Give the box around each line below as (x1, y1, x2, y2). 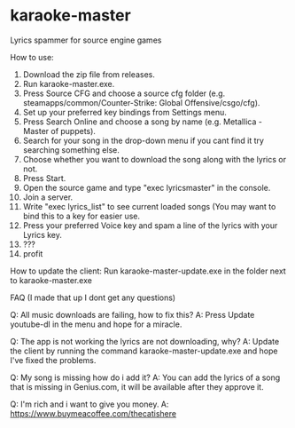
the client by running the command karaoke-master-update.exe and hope (10, 345, 278, 356)
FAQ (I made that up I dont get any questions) (10, 292, 176, 303)
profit (22, 248, 43, 258)
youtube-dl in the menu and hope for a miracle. (10, 319, 182, 329)
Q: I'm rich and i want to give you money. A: (10, 399, 169, 409)
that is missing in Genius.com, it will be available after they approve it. (10, 381, 264, 392)
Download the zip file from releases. (22, 68, 156, 80)
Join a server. (22, 192, 74, 202)
